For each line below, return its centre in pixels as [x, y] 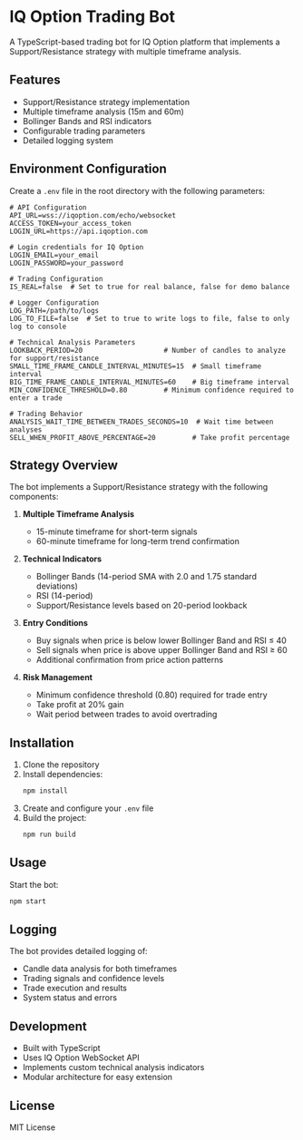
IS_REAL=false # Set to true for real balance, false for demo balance [150, 287]
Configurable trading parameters [84, 131]
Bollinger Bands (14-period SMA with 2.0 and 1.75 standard [146, 577]
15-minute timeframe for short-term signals [117, 531]
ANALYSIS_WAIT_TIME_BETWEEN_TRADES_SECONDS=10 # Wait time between [142, 422]
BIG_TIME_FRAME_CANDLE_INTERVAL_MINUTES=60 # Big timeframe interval [150, 382]
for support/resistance [54, 358]
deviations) [57, 586]
